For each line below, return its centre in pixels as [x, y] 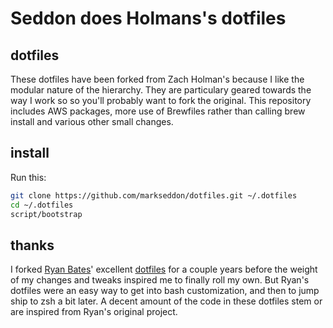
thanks [32, 245]
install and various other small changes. [92, 121]
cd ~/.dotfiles [42, 205]
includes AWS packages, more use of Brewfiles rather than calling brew [158, 111]
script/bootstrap [46, 214]
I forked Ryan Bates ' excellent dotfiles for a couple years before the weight [164, 269]
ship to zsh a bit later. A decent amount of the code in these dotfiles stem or [166, 301]
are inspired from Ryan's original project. [94, 312]
